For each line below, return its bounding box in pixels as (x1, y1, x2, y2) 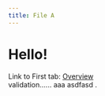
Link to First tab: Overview (8, 72, 94, 81)
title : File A (8, 11, 55, 20)
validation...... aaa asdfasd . (8, 79, 97, 89)
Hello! (8, 45, 48, 63)
